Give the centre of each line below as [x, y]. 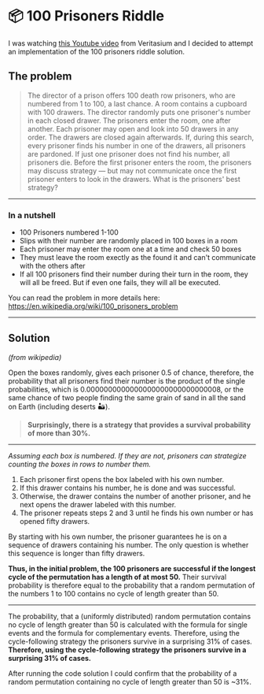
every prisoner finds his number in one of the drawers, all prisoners [136, 145]
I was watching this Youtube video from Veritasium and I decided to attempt [131, 43]
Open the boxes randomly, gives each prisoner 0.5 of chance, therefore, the [131, 373]
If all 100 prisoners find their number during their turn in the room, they [134, 274]
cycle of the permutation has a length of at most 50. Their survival [117, 577]
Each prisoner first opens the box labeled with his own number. [122, 479]
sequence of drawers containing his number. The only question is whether [128, 544]
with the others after [52, 266]
